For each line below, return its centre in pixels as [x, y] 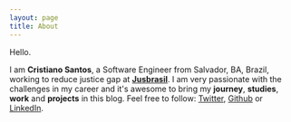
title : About [34, 26]
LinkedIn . [26, 108]
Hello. [20, 52]
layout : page [34, 18]
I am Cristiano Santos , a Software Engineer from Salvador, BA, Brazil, [139, 70]
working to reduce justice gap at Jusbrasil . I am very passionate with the [146, 79]
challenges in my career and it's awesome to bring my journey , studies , [144, 89]
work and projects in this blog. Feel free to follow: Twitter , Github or [136, 98]
